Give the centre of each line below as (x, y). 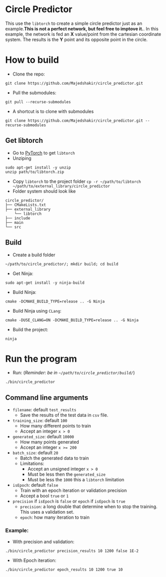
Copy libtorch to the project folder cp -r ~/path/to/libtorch (77, 181)
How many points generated (49, 442)
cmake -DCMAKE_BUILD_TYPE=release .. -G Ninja (55, 301)
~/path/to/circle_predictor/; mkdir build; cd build (62, 264)
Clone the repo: (29, 74)
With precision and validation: (43, 542)
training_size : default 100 (40, 420)
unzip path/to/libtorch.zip (35, 172)
